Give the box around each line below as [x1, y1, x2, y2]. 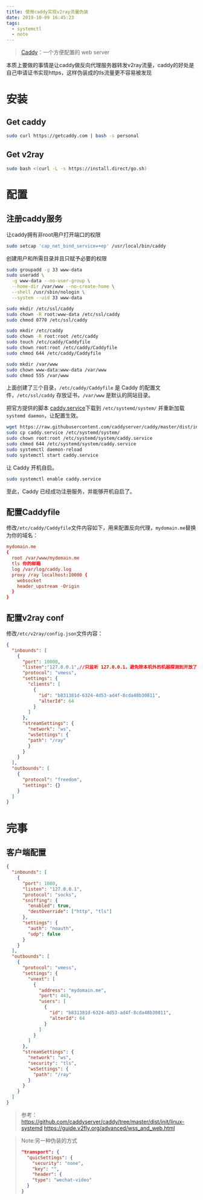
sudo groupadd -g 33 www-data [6, 266, 83, 273]
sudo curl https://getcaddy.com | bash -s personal [6, 133, 139, 139]
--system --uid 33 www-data [11, 294, 83, 301]
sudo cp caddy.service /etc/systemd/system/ [6, 430, 120, 436]
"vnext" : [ [28, 976, 56, 982]
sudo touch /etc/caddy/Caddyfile [6, 339, 91, 345]
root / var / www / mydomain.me [11, 555, 80, 561]
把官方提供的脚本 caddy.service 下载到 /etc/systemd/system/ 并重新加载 [6, 404, 185, 411]
